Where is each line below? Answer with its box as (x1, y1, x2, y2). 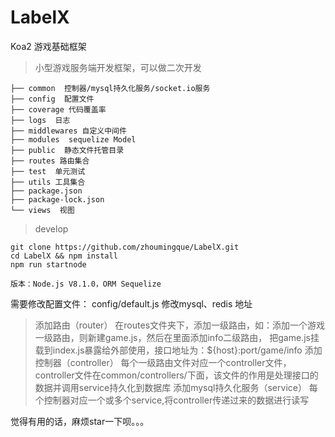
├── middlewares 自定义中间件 (10, 126, 127, 136)
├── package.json (10, 186, 83, 196)
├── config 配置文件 (10, 94, 95, 104)
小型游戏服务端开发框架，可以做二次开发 (34, 61, 202, 73)
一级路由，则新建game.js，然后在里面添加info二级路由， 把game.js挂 (34, 331, 320, 343)
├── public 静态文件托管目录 (10, 145, 125, 155)
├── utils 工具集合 (10, 177, 86, 187)
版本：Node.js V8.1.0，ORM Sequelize (10, 279, 162, 289)
